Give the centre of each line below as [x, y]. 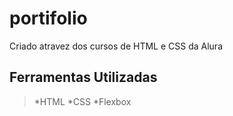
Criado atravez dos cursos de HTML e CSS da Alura [116, 46]
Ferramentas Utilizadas [83, 77]
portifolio [48, 18]
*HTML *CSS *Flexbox [82, 101]
